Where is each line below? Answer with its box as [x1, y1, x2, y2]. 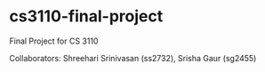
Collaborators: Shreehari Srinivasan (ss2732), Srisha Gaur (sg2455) [9, 52, 257, 63]
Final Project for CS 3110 [9, 36, 99, 46]
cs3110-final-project [9, 6, 164, 27]
